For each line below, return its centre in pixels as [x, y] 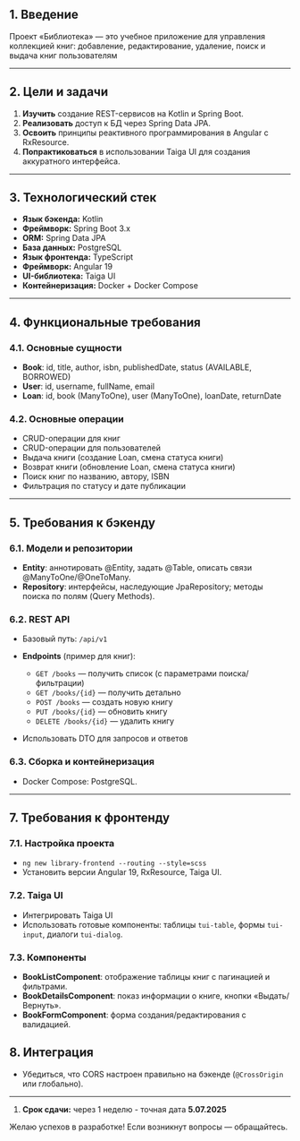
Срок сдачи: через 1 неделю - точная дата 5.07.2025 [124, 1109]
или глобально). [53, 1084]
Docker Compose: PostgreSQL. [79, 781]
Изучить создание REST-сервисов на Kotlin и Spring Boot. [133, 113]
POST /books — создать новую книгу [104, 702]
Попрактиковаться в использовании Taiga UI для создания [136, 151]
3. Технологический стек [83, 197]
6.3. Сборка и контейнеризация [82, 762]
